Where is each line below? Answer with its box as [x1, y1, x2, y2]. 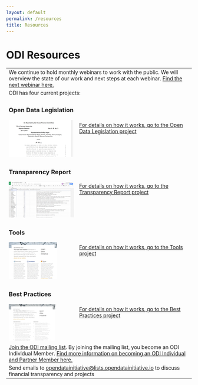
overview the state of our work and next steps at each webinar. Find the [8, 75, 183, 82]
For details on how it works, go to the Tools [79, 244, 183, 251]
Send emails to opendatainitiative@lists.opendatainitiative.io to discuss [8, 364, 180, 371]
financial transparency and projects [8, 371, 94, 378]
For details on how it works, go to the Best [79, 305, 181, 312]
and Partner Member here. [8, 356, 73, 363]
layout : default [6, 9, 46, 15]
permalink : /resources [6, 15, 62, 22]
